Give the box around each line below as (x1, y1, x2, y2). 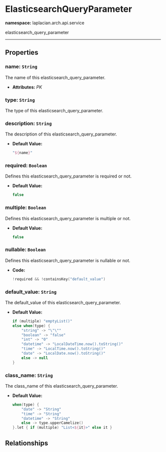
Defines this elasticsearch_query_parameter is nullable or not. (5, 257, 131, 263)
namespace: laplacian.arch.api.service (5, 20, 85, 26)
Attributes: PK (12, 84, 42, 90)
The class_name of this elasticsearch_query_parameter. (5, 383, 119, 389)
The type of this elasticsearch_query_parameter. (5, 107, 104, 113)
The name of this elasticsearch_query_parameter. (5, 74, 106, 80)
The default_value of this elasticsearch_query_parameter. (5, 299, 121, 305)
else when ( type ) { (12, 323, 50, 328)
